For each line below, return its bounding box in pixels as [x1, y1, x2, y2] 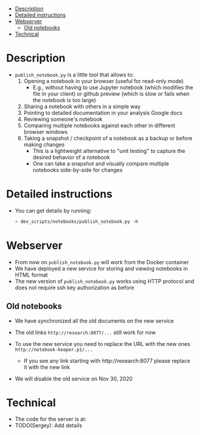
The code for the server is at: [14, 415, 87, 423]
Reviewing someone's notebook [23, 115, 103, 122]
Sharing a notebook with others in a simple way [23, 103, 141, 110]
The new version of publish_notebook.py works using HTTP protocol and [14, 277, 195, 284]
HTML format [14, 271, 48, 278]
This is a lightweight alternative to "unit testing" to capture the [32, 147, 186, 154]
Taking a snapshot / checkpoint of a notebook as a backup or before [23, 134, 193, 142]
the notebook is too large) [32, 96, 97, 103]
